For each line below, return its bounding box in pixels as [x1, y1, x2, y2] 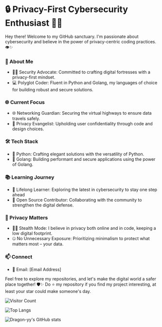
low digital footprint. [12, 230, 53, 236]
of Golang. [12, 161, 34, 167]
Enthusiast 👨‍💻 [5, 17, 63, 29]
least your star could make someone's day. [5, 288, 91, 294]
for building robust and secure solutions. [12, 87, 93, 93]
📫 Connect [5, 254, 33, 260]
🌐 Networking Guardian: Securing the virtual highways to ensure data [12, 110, 152, 116]
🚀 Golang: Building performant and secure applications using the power [12, 156, 156, 162]
